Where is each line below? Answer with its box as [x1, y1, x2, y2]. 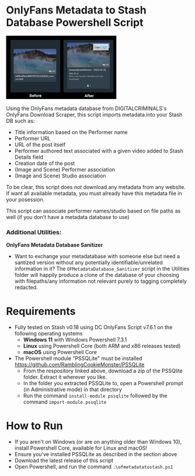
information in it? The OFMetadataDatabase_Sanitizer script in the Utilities [14, 265, 190, 272]
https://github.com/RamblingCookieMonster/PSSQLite [14, 361, 145, 368]
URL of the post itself [14, 141, 66, 148]
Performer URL [14, 135, 51, 142]
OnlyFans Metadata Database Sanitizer [6, 241, 103, 249]
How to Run [6, 419, 63, 432]
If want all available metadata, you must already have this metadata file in [6, 190, 182, 197]
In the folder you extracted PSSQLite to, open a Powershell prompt [23, 380, 183, 387]
